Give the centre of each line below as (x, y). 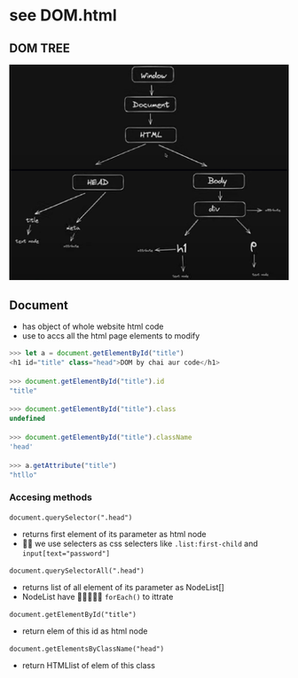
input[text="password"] (66, 553)
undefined (27, 419)
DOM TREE (40, 48)
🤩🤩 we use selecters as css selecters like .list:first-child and (140, 543)
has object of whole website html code (93, 327)
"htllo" (24, 475)
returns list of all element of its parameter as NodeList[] (123, 587)
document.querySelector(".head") (71, 518)
